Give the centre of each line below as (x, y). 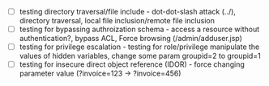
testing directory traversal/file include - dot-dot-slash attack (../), (128, 12)
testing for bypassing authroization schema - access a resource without (139, 29)
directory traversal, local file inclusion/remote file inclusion (117, 21)
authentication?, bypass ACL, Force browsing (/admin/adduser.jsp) (130, 39)
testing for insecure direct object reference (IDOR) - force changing (132, 64)
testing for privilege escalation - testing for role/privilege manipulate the (139, 47)
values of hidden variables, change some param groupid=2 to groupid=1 (140, 56)
